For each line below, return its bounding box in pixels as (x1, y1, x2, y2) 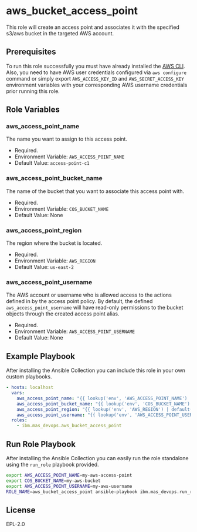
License (6, 505, 36, 515)
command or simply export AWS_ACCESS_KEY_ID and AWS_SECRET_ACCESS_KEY (6, 75, 185, 82)
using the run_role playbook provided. (6, 461, 99, 468)
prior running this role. (6, 87, 60, 95)
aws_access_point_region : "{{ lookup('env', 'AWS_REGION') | (16, 406, 169, 413)
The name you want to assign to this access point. (6, 135, 128, 142)
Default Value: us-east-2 (14, 264, 74, 271)
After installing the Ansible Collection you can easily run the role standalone (6, 454, 189, 461)
